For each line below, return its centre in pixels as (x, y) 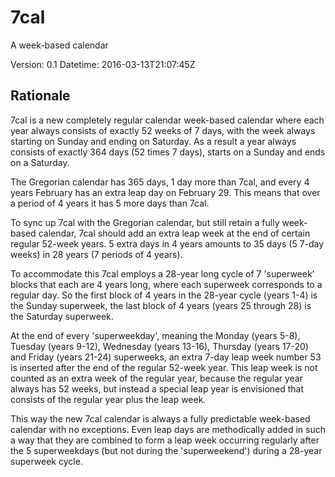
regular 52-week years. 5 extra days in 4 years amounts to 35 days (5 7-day (167, 243)
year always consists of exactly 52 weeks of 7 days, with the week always (163, 130)
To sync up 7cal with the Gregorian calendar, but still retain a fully (145, 222)
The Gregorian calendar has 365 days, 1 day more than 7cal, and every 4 (160, 182)
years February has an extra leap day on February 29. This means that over (165, 192)
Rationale (40, 96)
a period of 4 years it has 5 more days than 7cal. (110, 203)
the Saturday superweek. (62, 316)
